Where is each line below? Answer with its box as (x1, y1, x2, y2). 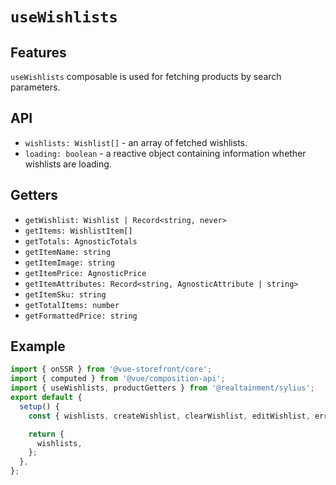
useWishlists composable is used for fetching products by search (10, 71, 282, 82)
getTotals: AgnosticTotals (24, 236, 138, 247)
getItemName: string (24, 247, 111, 257)
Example (10, 338, 66, 355)
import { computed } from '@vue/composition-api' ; (10, 374, 226, 384)
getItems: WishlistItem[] (24, 226, 133, 236)
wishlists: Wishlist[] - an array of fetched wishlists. (24, 136, 248, 148)
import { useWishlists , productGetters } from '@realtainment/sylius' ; (10, 383, 315, 393)
